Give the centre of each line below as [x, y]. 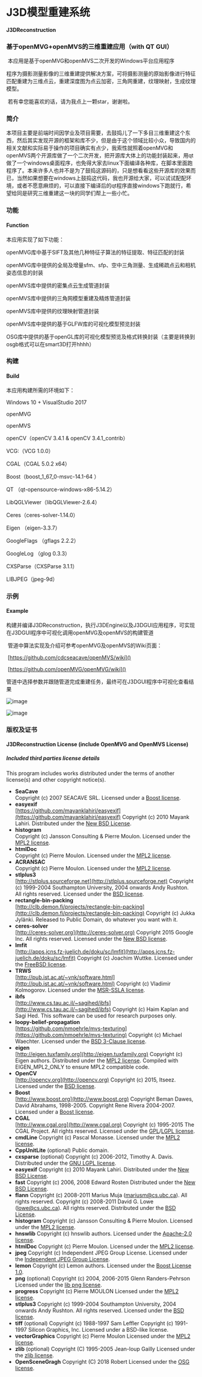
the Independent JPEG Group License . [62, 1259]
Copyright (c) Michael [155, 1035]
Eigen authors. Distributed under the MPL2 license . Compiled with [96, 1061]
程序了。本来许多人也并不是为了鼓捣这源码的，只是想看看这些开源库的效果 [98, 171]
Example [17, 611]
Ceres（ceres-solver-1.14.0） [42, 515]
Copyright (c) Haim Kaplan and [150, 1009]
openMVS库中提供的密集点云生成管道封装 [58, 285]
